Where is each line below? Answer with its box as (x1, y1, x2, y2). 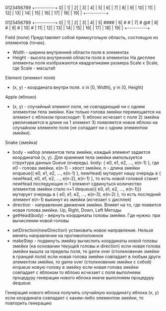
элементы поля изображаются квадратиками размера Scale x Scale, (12, 60, 159, 65)
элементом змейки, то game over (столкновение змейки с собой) (12, 259, 152, 265)
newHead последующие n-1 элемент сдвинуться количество (12, 181, 142, 187)
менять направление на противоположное (12, 233, 104, 238)
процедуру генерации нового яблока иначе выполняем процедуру (12, 275, 155, 280)
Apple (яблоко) (5, 94, 37, 100)
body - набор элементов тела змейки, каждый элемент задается (12, 149, 151, 155)
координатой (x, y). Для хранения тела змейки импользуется (12, 154, 143, 160)
